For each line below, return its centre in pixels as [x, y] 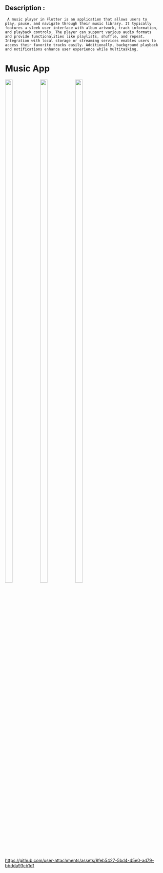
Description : [25, 8]
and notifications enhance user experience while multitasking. [72, 49]
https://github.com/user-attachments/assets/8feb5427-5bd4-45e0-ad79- [80, 860]
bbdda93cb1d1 [20, 865]
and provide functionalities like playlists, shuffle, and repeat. [75, 36]
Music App [28, 68]
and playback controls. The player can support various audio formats [78, 32]
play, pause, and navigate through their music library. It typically [78, 23]
